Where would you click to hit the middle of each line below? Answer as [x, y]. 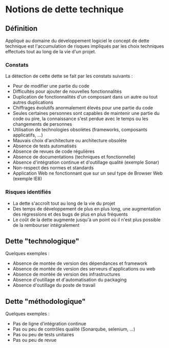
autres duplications [33, 102]
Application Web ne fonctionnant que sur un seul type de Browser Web [88, 173]
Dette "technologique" [42, 241]
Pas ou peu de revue [35, 340]
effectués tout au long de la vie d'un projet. [51, 52]
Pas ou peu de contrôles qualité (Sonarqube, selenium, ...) [74, 329]
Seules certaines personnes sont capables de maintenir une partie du [86, 113]
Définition [21, 28]
